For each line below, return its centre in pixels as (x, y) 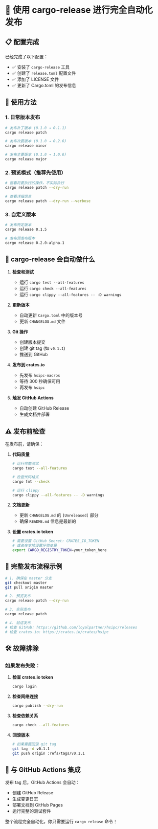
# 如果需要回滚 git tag (34, 744)
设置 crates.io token (33, 532)
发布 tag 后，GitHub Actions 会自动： (43, 783)
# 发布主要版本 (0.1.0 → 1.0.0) (36, 155)
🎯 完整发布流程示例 (34, 567)
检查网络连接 (25, 696)
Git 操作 (20, 332)
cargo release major (26, 159)
